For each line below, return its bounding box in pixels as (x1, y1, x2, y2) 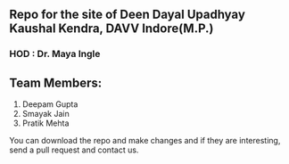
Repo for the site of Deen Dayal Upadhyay (9, 7, 245, 22)
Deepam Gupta (21, 99, 78, 110)
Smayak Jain (21, 109, 70, 119)
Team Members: (9, 75, 103, 90)
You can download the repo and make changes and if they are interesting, (9, 135, 281, 146)
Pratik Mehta (21, 118, 70, 128)
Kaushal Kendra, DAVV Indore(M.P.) (9, 21, 214, 37)
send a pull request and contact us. (9, 144, 139, 155)
